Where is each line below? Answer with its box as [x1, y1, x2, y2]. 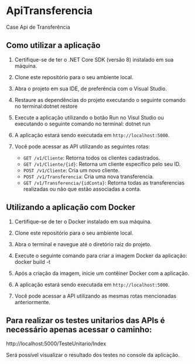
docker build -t [14, 258, 51, 265]
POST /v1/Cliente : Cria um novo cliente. [23, 166, 120, 174]
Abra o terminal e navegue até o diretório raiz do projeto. [14, 240, 152, 247]
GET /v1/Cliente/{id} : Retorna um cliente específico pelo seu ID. [23, 160, 181, 168]
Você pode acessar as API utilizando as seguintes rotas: [14, 142, 150, 150]
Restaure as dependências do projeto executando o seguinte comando [14, 96, 186, 103]
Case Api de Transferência [6, 23, 70, 30]
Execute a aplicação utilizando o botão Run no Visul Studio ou [14, 114, 164, 121]
